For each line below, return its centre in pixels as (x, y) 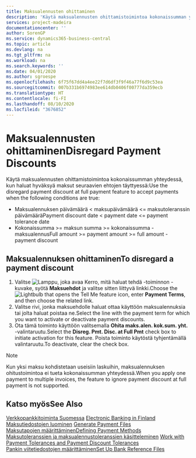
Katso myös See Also (44, 404)
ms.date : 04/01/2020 (31, 71)
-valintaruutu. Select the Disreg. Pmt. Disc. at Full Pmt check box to (95, 332)
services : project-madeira (39, 22)
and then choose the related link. (54, 301)
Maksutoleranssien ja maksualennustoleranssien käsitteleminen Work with (95, 436)
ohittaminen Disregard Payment (83, 151)
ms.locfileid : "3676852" (36, 109)
